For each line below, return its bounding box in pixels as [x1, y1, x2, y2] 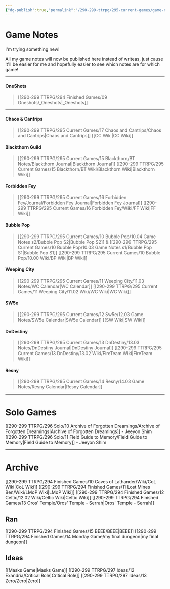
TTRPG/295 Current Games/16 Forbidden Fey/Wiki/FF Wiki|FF [27, 205, 156, 211]
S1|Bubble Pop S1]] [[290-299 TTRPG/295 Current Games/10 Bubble [17, 249, 161, 256]
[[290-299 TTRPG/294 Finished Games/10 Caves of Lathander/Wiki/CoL [5, 479, 156, 485]
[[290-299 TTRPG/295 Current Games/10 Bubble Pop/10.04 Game [17, 233, 156, 240]
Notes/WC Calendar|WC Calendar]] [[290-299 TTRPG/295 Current [17, 283, 158, 289]
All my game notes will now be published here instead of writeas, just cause [5, 56, 163, 62]
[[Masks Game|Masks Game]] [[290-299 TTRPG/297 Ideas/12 [5, 567, 135, 573]
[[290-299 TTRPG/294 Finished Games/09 [17, 94, 107, 100]
